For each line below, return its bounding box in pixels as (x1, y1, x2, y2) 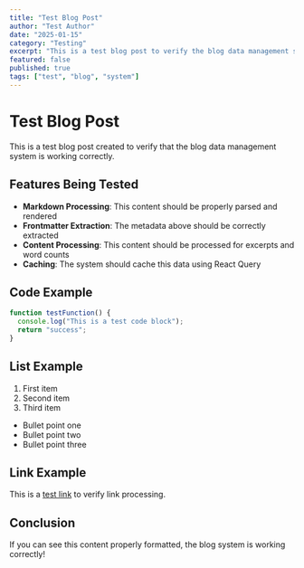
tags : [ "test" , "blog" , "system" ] (9, 72, 140, 81)
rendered (22, 210, 57, 222)
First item (22, 383, 58, 393)
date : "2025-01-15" (9, 30, 83, 39)
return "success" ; (17, 326, 88, 335)
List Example (9, 359, 83, 374)
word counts (22, 249, 70, 260)
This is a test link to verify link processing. (9, 489, 166, 500)
